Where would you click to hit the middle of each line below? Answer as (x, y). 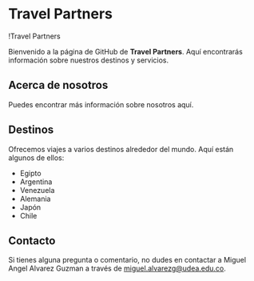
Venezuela (37, 190)
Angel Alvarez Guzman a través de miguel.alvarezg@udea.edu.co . (117, 268)
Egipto (30, 173)
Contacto (32, 241)
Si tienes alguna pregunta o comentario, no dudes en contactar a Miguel (127, 260)
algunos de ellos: (36, 158)
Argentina (36, 182)
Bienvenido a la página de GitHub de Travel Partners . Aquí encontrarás (126, 51)
